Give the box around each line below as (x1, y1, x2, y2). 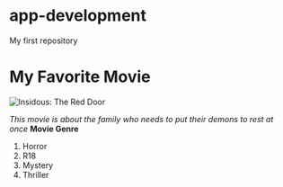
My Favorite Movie (9, 67, 151, 87)
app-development (9, 5, 146, 26)
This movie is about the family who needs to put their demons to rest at (9, 113, 274, 124)
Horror (22, 140, 48, 151)
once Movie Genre (9, 123, 79, 134)
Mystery (22, 159, 54, 171)
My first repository (9, 35, 78, 46)
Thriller (22, 169, 49, 180)
